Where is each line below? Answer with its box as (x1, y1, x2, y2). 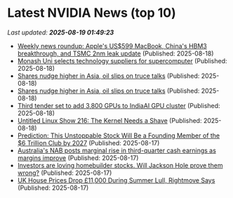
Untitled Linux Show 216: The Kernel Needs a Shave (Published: (17, 116, 202, 124)
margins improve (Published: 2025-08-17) (17, 153, 139, 162)
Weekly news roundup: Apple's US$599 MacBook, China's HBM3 (17, 41, 207, 50)
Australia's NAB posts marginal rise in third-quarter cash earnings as (17, 146, 216, 154)
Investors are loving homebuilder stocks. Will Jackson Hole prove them (17, 161, 223, 169)
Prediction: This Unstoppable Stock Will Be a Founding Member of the (17, 131, 220, 140)
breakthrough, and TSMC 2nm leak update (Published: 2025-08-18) (17, 49, 214, 58)
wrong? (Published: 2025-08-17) (17, 169, 112, 177)
